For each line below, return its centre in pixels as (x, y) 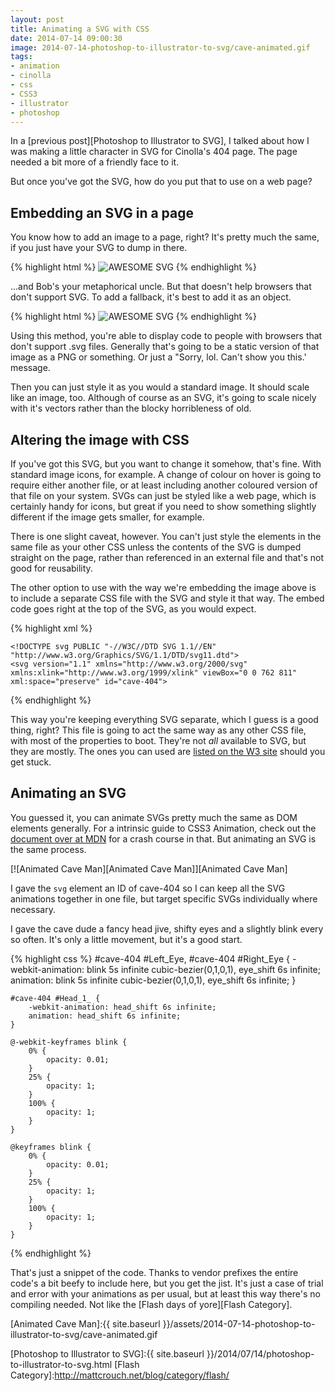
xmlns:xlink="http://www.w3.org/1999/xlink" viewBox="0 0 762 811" (154, 673)
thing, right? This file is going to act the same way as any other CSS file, (158, 730)
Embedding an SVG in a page (102, 212)
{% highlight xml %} (51, 628)
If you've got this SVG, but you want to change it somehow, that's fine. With (166, 464)
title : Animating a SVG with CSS (80, 29)
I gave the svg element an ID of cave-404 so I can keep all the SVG (148, 888)
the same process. (48, 849)
